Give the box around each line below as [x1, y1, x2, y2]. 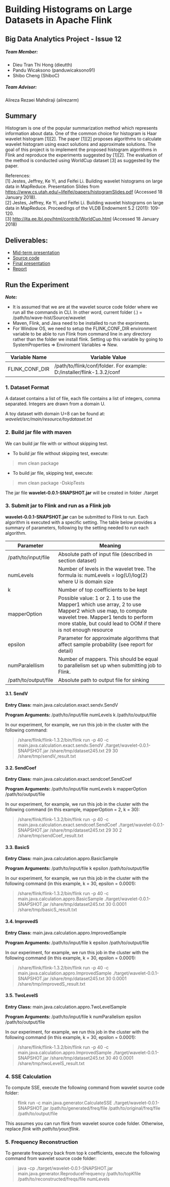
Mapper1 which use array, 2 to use [58, 601, 142, 608]
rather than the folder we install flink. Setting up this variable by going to [12, 336, 163, 342]
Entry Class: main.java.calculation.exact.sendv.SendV [5, 702, 118, 708]
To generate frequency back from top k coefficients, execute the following [5, 1150, 160, 1156]
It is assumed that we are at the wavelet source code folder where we [12, 303, 158, 310]
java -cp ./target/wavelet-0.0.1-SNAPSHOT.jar [17, 1165, 113, 1171]
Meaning [99, 542, 121, 549]
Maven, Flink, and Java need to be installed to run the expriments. [12, 320, 150, 326]
